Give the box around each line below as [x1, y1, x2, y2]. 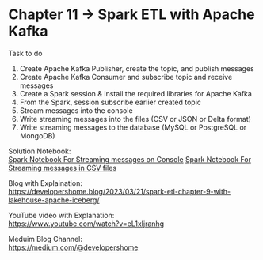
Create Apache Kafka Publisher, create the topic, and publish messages [19, 63, 255, 73]
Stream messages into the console [19, 105, 133, 115]
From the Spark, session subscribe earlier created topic [19, 97, 202, 107]
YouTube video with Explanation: [8, 210, 115, 220]
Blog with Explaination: [8, 178, 83, 187]
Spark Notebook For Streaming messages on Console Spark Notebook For [8, 154, 252, 164]
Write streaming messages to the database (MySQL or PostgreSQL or [19, 122, 247, 132]
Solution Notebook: [8, 146, 71, 156]
